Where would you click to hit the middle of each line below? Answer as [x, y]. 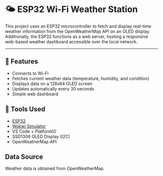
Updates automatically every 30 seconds [53, 88]
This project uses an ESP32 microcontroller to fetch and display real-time [78, 26]
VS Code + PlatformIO [34, 131]
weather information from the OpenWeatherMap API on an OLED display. [78, 31]
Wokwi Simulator [29, 126]
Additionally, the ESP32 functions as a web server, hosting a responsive [77, 36]
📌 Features [22, 62]
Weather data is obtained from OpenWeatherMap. [55, 169]
